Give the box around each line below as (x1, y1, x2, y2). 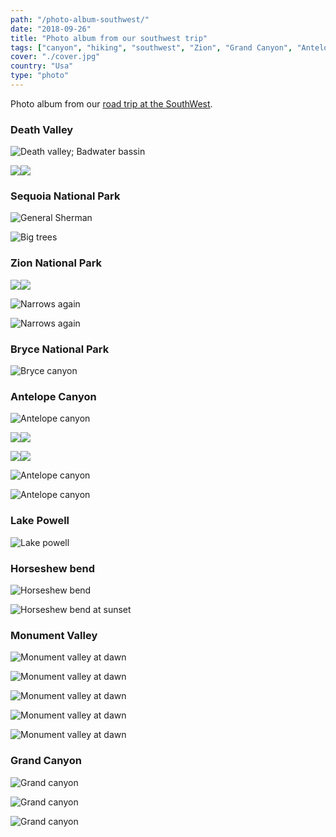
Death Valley (10, 122, 74, 136)
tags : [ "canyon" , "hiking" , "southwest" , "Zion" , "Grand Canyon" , (10, 42, 293, 53)
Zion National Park (10, 256, 103, 270)
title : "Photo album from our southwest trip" (10, 33, 208, 43)
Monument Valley (10, 628, 98, 642)
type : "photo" (10, 71, 70, 81)
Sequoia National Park (10, 189, 121, 203)
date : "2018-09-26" (10, 24, 92, 34)
